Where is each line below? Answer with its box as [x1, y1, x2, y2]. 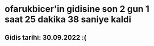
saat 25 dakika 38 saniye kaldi [4, 14, 132, 25]
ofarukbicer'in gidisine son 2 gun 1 [4, 3, 150, 15]
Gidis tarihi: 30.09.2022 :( [4, 33, 87, 42]
